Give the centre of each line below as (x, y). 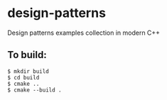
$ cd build (23, 77)
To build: (27, 55)
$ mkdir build (28, 71)
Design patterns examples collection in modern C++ (84, 33)
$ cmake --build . (34, 90)
